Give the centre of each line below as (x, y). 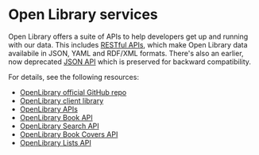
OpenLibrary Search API (59, 126)
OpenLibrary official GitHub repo (73, 92)
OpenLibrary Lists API (55, 142)
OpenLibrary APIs (48, 109)
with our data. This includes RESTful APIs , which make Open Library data (128, 44)
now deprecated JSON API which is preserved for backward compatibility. (130, 62)
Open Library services (83, 15)
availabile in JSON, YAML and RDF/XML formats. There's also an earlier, (126, 53)
